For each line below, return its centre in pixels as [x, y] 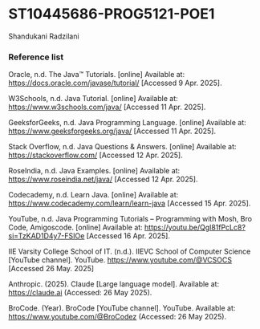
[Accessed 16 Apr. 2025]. [128, 236]
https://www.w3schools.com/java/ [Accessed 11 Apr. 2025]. [107, 107]
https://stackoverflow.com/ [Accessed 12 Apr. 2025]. [95, 155]
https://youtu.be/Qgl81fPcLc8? [195, 227]
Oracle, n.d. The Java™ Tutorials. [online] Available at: [97, 75]
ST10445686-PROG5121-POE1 [112, 14]
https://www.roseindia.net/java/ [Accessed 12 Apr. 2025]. [103, 179]
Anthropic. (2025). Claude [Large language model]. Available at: [114, 284]
